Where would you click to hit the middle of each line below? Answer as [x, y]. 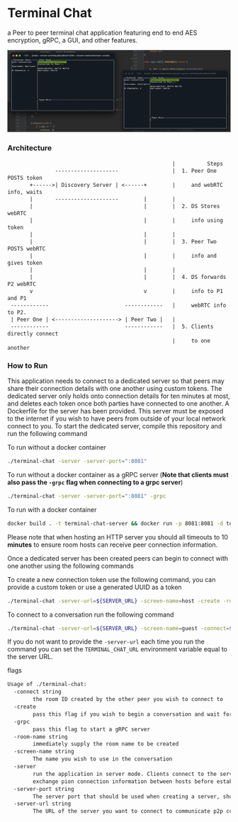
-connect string [38, 692]
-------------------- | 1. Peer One [136, 171]
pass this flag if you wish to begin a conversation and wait [126, 714]
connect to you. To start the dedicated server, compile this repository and [115, 426]
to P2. [17, 312]
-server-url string [42, 804]
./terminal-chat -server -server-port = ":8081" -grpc [87, 496]
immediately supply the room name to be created [106, 744]
